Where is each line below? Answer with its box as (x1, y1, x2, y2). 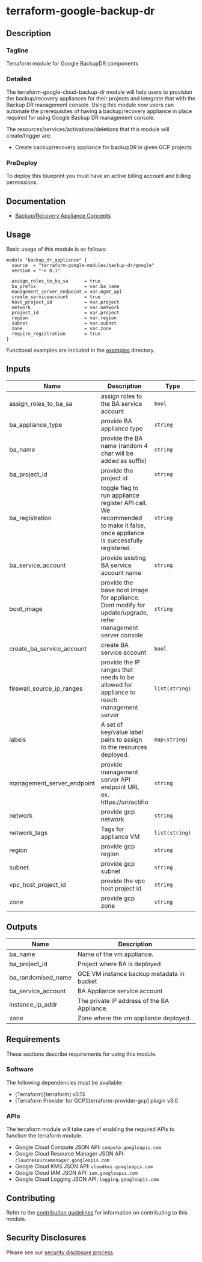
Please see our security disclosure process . (6, 1249, 115, 1256)
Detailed (6, 75, 32, 83)
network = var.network (11, 305, 120, 311)
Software (6, 1065, 34, 1074)
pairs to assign (100, 735, 142, 744)
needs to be (100, 673, 135, 681)
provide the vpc (100, 877, 145, 885)
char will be (100, 449, 133, 458)
